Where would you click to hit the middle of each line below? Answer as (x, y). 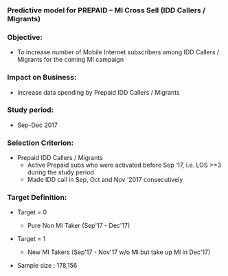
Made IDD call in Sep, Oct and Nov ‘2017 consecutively (105, 180)
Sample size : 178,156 (47, 266)
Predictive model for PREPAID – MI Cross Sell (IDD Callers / (106, 10)
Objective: (25, 37)
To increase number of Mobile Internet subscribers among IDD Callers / (118, 52)
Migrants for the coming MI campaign (70, 60)
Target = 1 (31, 239)
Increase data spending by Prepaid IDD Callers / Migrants (98, 92)
